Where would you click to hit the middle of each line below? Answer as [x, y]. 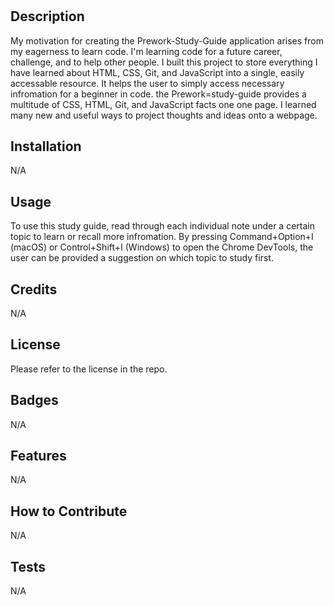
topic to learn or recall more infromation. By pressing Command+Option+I [162, 237]
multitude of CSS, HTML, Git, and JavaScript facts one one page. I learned [163, 104]
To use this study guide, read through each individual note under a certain [162, 226]
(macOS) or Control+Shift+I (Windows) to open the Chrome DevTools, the [162, 247]
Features [38, 456]
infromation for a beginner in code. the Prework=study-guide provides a [158, 94]
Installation [46, 146]
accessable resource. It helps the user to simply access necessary [147, 83]
